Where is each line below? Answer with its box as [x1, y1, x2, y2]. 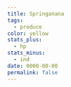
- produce [13, 23, 42, 30]
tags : [7, 17, 23, 24]
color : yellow [7, 29, 49, 37]
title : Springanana [7, 10, 65, 18]
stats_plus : [7, 36, 42, 43]
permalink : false [7, 69, 58, 76]
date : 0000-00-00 [7, 62, 58, 69]
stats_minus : [7, 50, 46, 57]
